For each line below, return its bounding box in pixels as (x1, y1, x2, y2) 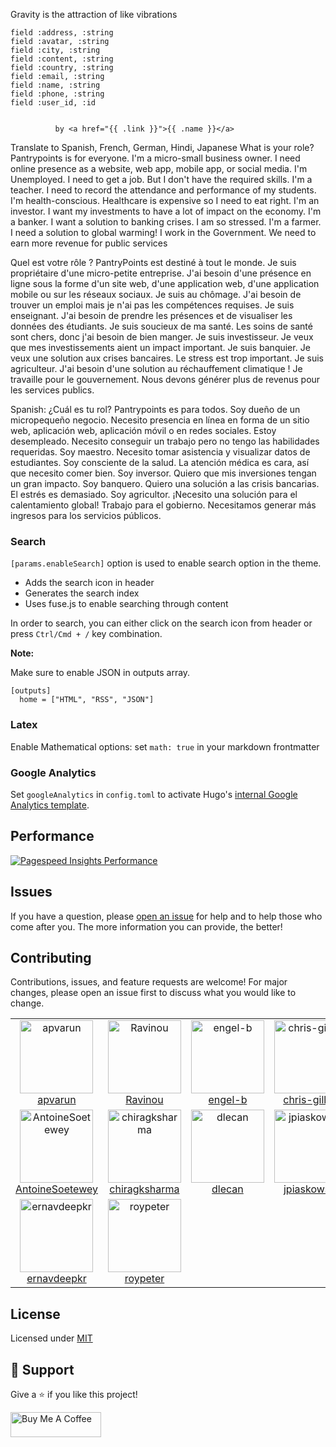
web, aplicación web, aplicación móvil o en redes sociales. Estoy (10, 425, 277, 436)
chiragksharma (109, 1182, 180, 1196)
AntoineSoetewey (15, 1182, 98, 1196)
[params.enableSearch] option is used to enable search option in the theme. (10, 557, 322, 569)
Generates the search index (24, 587, 140, 599)
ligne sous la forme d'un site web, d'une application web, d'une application (10, 278, 320, 289)
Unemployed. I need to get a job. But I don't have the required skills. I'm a (10, 174, 313, 185)
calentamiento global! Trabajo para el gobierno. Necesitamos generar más (10, 499, 317, 511)
